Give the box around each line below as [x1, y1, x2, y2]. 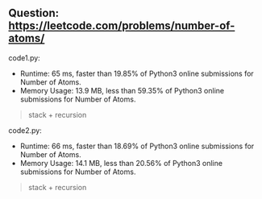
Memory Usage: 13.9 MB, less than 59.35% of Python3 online [19, 85, 224, 95]
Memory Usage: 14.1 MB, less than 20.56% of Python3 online [19, 158, 223, 168]
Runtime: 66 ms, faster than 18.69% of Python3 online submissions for [19, 141, 255, 151]
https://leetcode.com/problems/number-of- [8, 19, 235, 33]
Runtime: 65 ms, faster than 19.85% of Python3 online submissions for [19, 68, 254, 78]
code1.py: [8, 52, 40, 63]
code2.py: [8, 125, 42, 135]
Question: [8, 6, 60, 20]
